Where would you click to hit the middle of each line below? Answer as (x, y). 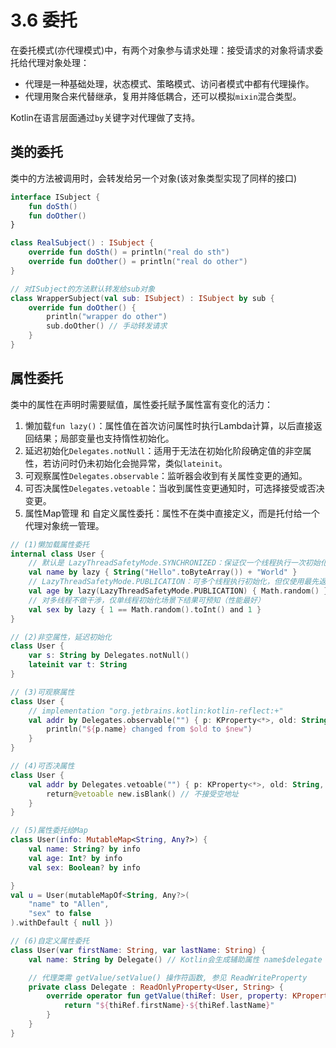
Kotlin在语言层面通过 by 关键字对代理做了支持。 (105, 117)
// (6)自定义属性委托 (50, 941)
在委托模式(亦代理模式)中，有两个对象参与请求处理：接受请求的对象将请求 (162, 50)
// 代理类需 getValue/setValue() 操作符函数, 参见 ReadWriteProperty (168, 977)
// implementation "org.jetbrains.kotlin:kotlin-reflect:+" (156, 711)
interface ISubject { (55, 197)
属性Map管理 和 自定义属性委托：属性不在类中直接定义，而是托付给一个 (172, 513)
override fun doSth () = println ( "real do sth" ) (129, 252)
